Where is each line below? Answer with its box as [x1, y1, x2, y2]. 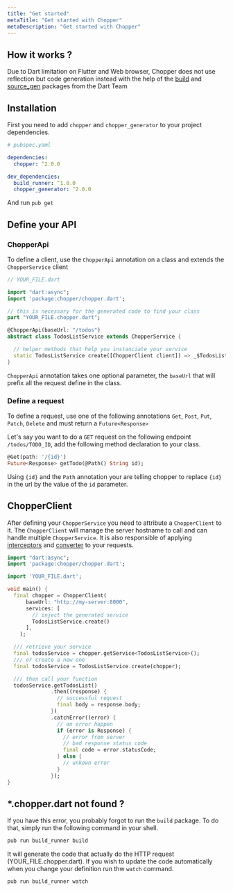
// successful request [56, 695, 123, 702]
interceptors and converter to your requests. [7, 540, 134, 549]
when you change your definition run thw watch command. [7, 865, 174, 873]
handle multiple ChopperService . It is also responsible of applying [7, 533, 192, 542]
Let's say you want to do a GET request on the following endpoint [7, 432, 191, 441]
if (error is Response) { [56, 727, 132, 734]
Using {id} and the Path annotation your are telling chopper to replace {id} [7, 472, 222, 480]
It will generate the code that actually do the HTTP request [7, 850, 175, 859]
